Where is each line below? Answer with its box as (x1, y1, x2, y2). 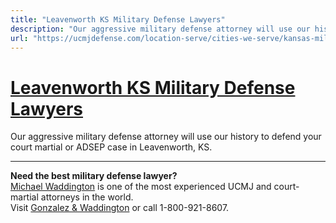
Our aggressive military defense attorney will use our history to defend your (10, 131, 322, 143)
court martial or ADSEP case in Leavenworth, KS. (10, 141, 213, 153)
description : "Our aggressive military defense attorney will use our (10, 24, 311, 34)
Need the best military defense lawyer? (10, 170, 178, 182)
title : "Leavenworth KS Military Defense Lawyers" (10, 14, 226, 25)
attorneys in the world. (40, 191, 134, 203)
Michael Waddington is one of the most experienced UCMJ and (10, 181, 272, 193)
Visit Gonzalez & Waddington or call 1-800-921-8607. (10, 202, 230, 214)
